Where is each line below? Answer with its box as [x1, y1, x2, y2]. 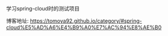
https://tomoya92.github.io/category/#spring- [29, 17, 142, 24]
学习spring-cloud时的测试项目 [6, 5, 80, 12]
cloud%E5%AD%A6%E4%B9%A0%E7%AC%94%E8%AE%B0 [6, 24, 162, 31]
